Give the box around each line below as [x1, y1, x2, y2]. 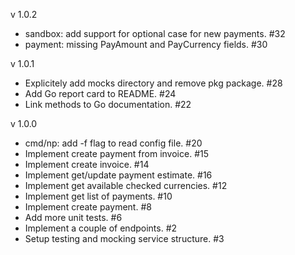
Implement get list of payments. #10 [24, 190, 173, 202]
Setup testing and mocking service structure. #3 [24, 233, 225, 244]
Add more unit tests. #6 [24, 212, 123, 223]
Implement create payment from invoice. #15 [24, 148, 209, 159]
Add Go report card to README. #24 [24, 88, 177, 99]
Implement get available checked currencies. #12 [24, 180, 228, 191]
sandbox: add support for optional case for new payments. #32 [24, 28, 286, 39]
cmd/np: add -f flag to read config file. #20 [24, 137, 203, 149]
